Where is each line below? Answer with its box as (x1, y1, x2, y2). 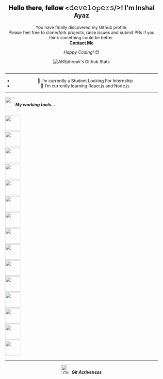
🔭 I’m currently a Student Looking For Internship (37, 78, 133, 83)
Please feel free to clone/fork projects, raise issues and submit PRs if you (8, 29, 155, 35)
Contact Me (69, 40, 94, 46)
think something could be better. (49, 34, 114, 40)
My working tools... (15, 101, 56, 107)
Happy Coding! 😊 (64, 49, 99, 55)
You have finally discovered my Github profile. (35, 24, 128, 30)
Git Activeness (71, 369, 102, 375)
